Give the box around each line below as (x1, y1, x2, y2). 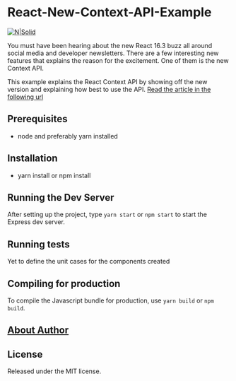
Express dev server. (7, 218, 66, 226)
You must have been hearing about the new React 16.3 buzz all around (7, 41, 213, 49)
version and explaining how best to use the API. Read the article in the (7, 85, 211, 93)
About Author (7, 324, 69, 336)
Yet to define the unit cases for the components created (7, 257, 170, 266)
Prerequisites (7, 113, 68, 125)
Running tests (7, 238, 71, 250)
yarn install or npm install (17, 171, 91, 180)
